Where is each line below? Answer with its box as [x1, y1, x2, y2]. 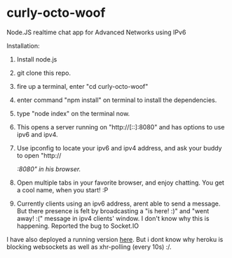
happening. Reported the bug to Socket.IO [16, 222, 139, 230]
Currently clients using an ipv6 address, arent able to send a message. [16, 199, 221, 208]
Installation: [6, 41, 40, 50]
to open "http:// [16, 151, 62, 159]
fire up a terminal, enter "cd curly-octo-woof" [16, 82, 149, 90]
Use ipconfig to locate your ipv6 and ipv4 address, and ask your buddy [16, 143, 222, 152]
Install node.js [16, 55, 57, 64]
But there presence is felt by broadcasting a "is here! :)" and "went [16, 206, 210, 215]
